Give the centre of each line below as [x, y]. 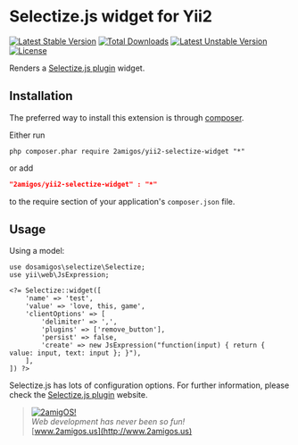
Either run [27, 135]
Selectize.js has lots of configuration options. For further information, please [149, 385]
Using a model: [37, 251]
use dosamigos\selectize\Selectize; [77, 267]
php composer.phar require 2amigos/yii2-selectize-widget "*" [127, 151]
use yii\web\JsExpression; [59, 275]
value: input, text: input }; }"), [75, 353]
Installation [41, 96]
